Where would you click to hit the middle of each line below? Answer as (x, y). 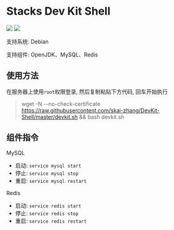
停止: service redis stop (47, 213)
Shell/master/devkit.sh (49, 117)
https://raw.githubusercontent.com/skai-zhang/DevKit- (90, 110)
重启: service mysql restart (51, 180)
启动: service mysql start (48, 165)
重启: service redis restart (51, 221)
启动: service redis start (48, 206)
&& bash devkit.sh (102, 117)
